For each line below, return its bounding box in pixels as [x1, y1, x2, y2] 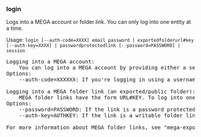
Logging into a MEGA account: [6, 59, 95, 65]
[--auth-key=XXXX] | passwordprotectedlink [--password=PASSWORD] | [6, 42, 181, 49]
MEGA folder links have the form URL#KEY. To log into [19, 95, 184, 101]
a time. [6, 25, 23, 32]
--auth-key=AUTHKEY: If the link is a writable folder [19, 112, 184, 119]
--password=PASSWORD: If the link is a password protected [19, 106, 196, 113]
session [6, 48, 26, 54]
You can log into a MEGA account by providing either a [19, 65, 187, 71]
